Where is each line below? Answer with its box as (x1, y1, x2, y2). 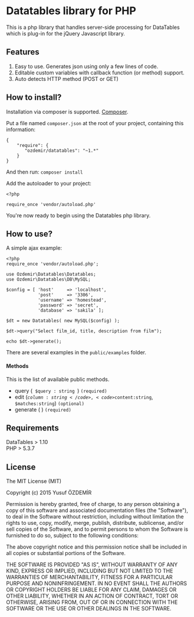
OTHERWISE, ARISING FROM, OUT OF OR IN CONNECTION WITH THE (6, 599, 178, 606)
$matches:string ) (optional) (14, 400, 84, 407)
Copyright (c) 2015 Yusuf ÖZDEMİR (6, 489, 92, 497)
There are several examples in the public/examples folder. (6, 349, 146, 356)
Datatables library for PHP (6, 4, 137, 18)
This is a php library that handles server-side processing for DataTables (6, 24, 180, 31)
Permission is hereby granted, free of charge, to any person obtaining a (6, 501, 180, 508)
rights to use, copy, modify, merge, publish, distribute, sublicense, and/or (6, 520, 184, 527)
